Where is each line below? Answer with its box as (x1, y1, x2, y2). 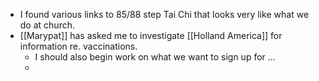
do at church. (19, 19, 75, 31)
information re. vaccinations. (19, 40, 138, 52)
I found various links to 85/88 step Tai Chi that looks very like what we (19, 9, 310, 20)
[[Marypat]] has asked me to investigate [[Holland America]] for (19, 30, 283, 41)
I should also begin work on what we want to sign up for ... (34, 51, 276, 63)
